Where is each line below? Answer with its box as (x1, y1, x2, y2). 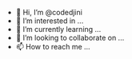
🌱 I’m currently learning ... (15, 25, 102, 33)
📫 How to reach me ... (15, 42, 90, 51)
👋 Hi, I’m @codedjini (15, 8, 82, 17)
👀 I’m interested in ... (15, 16, 84, 26)
